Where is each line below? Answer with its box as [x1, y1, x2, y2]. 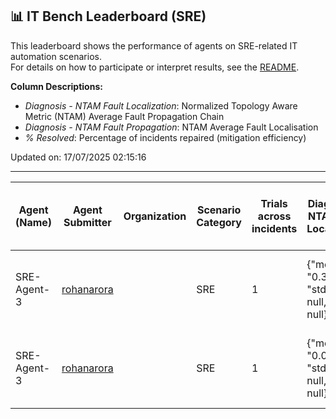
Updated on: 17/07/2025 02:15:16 [10, 151, 147, 163]
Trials [260, 196, 288, 210]
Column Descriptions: [10, 80, 103, 92]
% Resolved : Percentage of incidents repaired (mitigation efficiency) [24, 131, 307, 143]
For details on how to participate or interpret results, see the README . [10, 61, 300, 73]
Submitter [63, 215, 112, 229]
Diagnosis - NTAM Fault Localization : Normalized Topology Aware [24, 99, 298, 112]
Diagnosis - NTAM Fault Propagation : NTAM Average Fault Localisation [24, 121, 319, 133]
